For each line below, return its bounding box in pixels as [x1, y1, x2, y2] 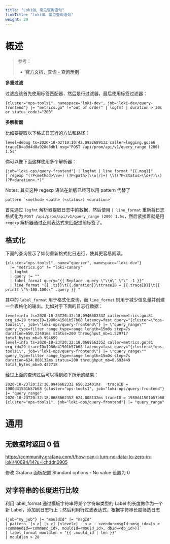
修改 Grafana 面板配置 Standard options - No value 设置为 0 [5, 470, 130, 476]
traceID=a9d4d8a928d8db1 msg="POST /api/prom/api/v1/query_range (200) [5, 144, 160, 150]
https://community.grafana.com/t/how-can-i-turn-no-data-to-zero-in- [5, 454, 152, 460]
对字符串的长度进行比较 [5, 486, 79, 495]
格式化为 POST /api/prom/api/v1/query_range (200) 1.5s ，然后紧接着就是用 [5, 213, 164, 219]
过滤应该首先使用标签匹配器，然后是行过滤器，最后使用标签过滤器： [5, 90, 148, 97]
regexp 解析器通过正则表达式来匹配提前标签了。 [5, 220, 105, 226]
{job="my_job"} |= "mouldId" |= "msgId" [5, 517, 92, 522]
